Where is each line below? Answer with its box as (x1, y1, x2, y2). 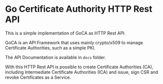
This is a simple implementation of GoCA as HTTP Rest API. (5, 30, 126, 36)
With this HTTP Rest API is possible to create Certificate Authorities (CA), (5, 64, 154, 70)
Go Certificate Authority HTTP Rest (5, 3, 153, 15)
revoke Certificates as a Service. (5, 74, 71, 80)
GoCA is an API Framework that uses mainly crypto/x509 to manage (5, 39, 143, 45)
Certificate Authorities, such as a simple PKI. (5, 45, 96, 51)
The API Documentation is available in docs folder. (5, 54, 106, 60)
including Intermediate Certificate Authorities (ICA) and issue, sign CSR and (5, 69, 159, 75)
